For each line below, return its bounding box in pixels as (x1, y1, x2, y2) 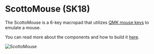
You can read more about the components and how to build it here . (5, 34, 140, 40)
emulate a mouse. (5, 24, 41, 30)
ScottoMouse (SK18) (5, 3, 90, 15)
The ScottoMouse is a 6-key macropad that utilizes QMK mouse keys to (5, 19, 150, 25)
